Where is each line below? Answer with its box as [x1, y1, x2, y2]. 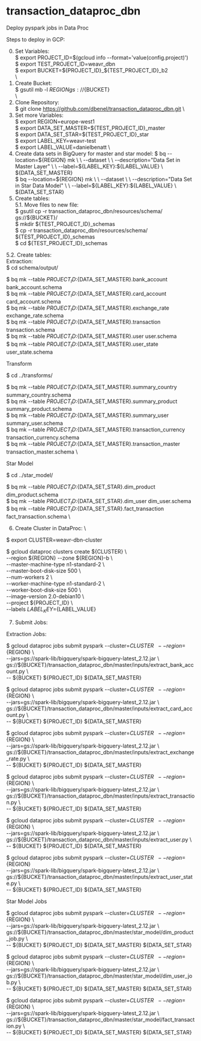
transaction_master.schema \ [6, 448, 78, 455]
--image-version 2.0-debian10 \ [6, 593, 85, 600]
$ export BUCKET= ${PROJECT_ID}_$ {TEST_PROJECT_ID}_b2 [14, 66, 168, 73]
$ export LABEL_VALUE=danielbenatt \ [14, 143, 110, 151]
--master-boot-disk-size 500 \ [6, 567, 81, 575]
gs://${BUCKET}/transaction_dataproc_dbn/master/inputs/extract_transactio [6, 792, 195, 799]
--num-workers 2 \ [6, 574, 53, 581]
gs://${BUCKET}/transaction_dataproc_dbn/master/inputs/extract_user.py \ [6, 836, 192, 843]
